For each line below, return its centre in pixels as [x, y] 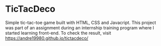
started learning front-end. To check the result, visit [58, 33]
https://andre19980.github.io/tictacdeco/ [47, 38]
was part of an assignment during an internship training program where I [80, 27]
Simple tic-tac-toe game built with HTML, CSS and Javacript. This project [80, 23]
